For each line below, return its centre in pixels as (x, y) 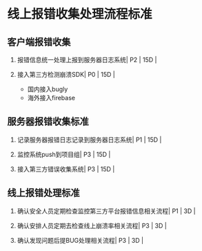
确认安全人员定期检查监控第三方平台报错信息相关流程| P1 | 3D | (106, 211)
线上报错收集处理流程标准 (80, 14)
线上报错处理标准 (43, 193)
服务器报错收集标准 (48, 122)
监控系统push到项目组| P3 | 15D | (64, 154)
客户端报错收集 (39, 42)
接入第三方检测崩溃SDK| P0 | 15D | (66, 74)
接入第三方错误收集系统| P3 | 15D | (66, 169)
